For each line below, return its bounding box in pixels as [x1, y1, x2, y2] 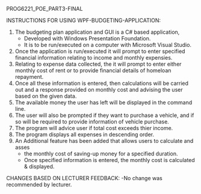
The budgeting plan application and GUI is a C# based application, [14, 28, 180, 36]
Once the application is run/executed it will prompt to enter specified [14, 48, 185, 55]
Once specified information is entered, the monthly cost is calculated [23, 157, 196, 163]
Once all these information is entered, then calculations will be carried [14, 80, 188, 87]
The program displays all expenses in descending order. [14, 131, 155, 138]
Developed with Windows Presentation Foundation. [23, 35, 151, 42]
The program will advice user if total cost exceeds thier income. [14, 125, 173, 131]
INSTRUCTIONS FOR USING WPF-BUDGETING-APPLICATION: [6, 17, 161, 23]
